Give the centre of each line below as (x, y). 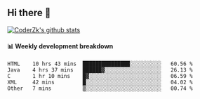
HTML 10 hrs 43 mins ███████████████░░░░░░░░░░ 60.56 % (100, 64)
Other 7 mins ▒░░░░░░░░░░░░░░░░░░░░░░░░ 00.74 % (100, 88)
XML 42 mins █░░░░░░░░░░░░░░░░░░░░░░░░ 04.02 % (100, 82)
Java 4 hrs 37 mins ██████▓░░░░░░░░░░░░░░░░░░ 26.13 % (100, 70)
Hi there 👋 (29, 13)
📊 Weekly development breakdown (60, 46)
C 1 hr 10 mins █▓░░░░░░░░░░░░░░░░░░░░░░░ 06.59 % (100, 77)
